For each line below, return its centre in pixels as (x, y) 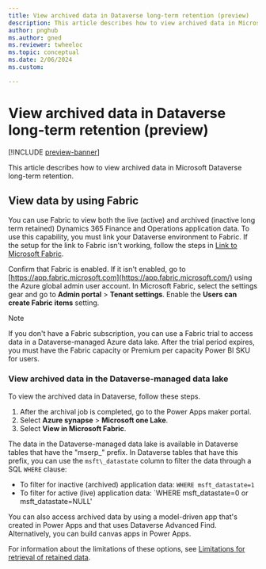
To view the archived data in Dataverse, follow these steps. (104, 396)
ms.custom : (26, 67)
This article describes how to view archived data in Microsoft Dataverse (125, 167)
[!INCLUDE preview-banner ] (54, 152)
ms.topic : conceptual (44, 52)
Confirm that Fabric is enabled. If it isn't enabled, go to (97, 269)
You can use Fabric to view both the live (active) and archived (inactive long (132, 220)
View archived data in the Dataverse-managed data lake (118, 379)
